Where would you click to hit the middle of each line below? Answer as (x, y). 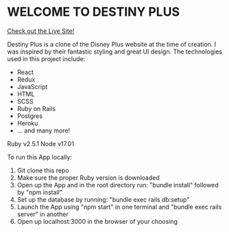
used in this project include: (46, 58)
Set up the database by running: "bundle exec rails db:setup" (103, 199)
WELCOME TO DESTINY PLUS (94, 12)
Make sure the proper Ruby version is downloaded (88, 177)
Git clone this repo (43, 170)
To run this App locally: (39, 157)
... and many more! (44, 130)
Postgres (30, 116)
